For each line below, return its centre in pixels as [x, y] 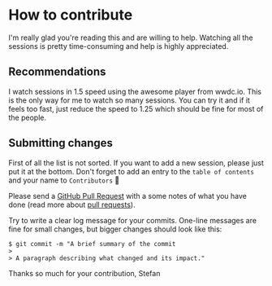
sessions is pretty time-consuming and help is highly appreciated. [119, 46]
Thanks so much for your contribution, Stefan [84, 273]
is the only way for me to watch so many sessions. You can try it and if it [129, 100]
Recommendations [57, 72]
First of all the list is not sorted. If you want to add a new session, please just [136, 163]
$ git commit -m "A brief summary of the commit [92, 244]
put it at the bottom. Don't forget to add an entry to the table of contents [131, 171]
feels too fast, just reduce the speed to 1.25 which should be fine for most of [136, 108]
